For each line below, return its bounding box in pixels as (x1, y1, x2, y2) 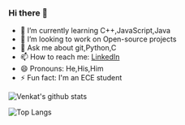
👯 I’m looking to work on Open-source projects (19, 34, 177, 44)
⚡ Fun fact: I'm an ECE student (19, 73, 123, 83)
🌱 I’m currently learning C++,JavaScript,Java (19, 26, 171, 36)
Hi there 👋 (8, 7, 49, 19)
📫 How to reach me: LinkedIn (19, 52, 120, 62)
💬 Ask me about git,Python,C (19, 43, 117, 53)
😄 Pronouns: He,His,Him (19, 64, 104, 74)
